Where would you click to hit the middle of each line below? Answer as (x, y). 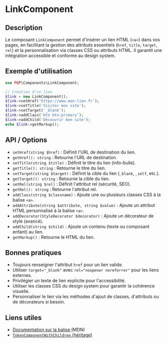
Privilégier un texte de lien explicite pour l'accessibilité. (69, 280)
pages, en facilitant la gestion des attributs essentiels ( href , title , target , (81, 45)
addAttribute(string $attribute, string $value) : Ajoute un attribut (84, 205)
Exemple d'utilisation (39, 71)
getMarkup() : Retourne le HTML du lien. (53, 237)
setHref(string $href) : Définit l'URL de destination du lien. (74, 152)
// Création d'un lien (29, 92)
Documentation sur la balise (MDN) (48, 330)
